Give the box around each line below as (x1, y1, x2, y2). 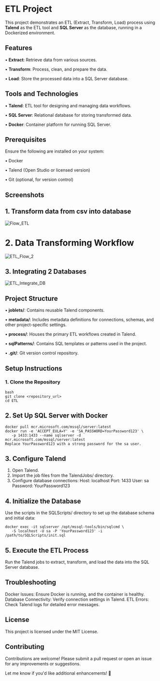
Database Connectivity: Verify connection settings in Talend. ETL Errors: (5, 596, 149, 602)
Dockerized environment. (5, 30, 56, 35)
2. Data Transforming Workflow (5, 237, 134, 248)
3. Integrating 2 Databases (5, 267, 87, 276)
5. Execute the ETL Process (5, 546, 89, 555)
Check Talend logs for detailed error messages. (5, 601, 100, 607)
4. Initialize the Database (5, 497, 81, 505)
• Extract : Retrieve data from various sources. (5, 57, 97, 63)
